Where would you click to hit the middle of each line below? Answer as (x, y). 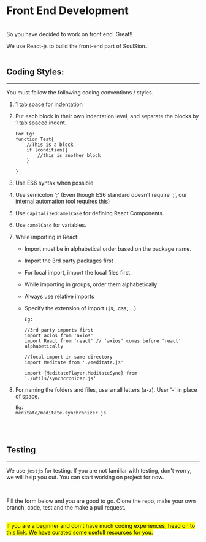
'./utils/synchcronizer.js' (60, 378)
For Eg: (25, 134)
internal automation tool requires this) (63, 201)
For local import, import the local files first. (78, 272)
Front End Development (67, 11)
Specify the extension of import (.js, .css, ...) (80, 308)
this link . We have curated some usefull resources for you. (80, 532)
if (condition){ (47, 150)
